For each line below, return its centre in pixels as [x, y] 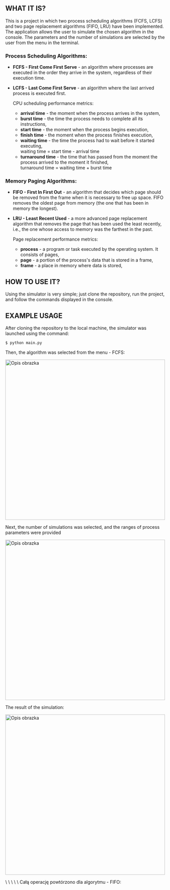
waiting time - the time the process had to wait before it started [87, 141]
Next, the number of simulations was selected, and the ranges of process [82, 527]
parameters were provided [33, 532]
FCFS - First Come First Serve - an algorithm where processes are [83, 67]
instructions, [33, 124]
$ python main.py [24, 343]
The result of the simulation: [35, 707]
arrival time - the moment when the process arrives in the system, [90, 113]
